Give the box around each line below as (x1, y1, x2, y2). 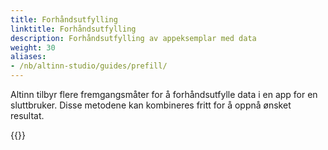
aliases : (10, 52, 47, 62)
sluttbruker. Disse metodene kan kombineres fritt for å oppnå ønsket (10, 99, 292, 111)
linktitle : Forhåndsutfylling (10, 24, 137, 34)
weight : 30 (10, 42, 56, 53)
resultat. (10, 110, 45, 121)
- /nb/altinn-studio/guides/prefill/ (10, 61, 168, 71)
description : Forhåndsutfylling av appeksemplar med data (10, 33, 257, 43)
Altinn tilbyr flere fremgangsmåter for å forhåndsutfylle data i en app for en (10, 89, 318, 100)
